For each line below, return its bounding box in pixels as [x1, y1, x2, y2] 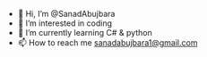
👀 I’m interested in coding [17, 18, 113, 28]
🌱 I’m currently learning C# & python [17, 28, 152, 37]
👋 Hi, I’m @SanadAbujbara [17, 9, 116, 19]
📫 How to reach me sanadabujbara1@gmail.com [17, 37, 198, 48]
